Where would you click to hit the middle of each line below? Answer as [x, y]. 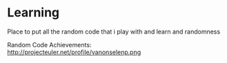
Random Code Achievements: [49, 45]
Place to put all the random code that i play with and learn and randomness [114, 32]
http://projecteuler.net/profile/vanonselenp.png [74, 52]
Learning [33, 13]
